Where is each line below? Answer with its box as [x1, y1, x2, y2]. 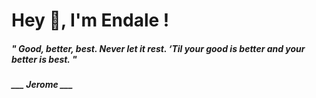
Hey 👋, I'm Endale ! [11, 9, 170, 32]
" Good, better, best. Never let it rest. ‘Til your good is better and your [11, 42, 306, 54]
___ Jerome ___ [11, 79, 74, 91]
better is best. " [11, 53, 78, 65]
